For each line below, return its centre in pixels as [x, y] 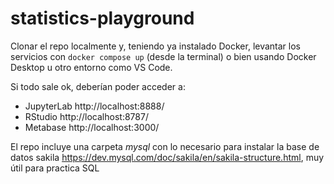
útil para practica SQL [55, 168]
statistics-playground [102, 18]
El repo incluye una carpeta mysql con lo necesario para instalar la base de [165, 146]
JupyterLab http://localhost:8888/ [94, 106]
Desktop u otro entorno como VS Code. [91, 67]
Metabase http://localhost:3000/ [92, 127]
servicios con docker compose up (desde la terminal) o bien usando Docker [163, 56]
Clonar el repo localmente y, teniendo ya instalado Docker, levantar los [156, 46]
